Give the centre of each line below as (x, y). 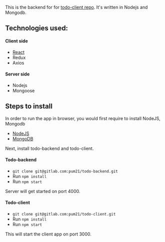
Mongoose (23, 90)
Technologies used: (37, 28)
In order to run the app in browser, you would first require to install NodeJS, (83, 118)
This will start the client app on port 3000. (48, 234)
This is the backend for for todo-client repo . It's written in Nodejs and (76, 7)
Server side (17, 74)
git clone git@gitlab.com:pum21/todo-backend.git (65, 171)
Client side (17, 41)
